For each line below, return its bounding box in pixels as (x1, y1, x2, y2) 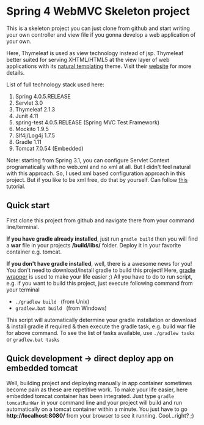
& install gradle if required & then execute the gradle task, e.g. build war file (6, 323, 195, 330)
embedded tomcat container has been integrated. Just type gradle (6, 392, 175, 399)
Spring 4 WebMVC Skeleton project (6, 4, 191, 18)
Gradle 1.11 (15, 138, 42, 145)
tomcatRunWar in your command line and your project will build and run (6, 399, 182, 406)
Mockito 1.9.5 (15, 125, 49, 132)
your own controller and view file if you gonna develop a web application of (6, 31, 196, 38)
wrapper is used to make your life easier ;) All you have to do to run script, (6, 273, 193, 280)
